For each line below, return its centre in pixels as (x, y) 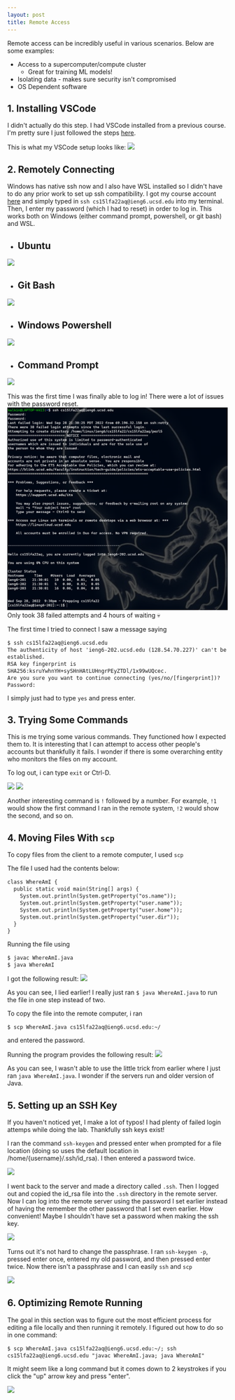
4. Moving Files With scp (61, 838)
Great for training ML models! (70, 72)
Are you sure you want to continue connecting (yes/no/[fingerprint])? (114, 678)
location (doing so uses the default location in (73, 1150)
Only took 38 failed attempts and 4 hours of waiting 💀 (84, 615)
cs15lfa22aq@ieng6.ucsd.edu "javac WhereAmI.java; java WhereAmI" (106, 1355)
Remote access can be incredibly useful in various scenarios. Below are (111, 43)
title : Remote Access (39, 22)
